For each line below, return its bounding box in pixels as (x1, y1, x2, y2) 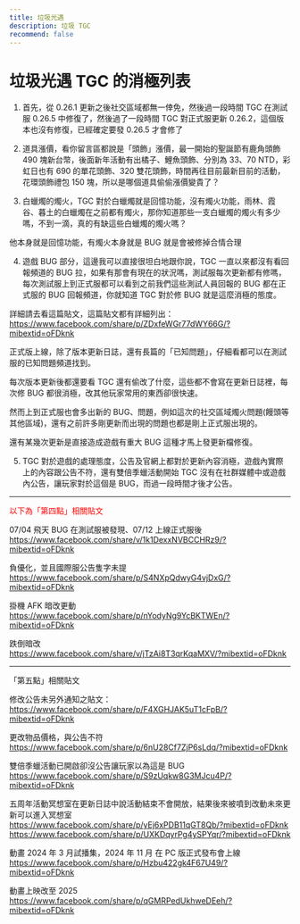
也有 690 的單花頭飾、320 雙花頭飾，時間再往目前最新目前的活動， (37, 166, 286, 177)
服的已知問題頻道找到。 (9, 358, 96, 369)
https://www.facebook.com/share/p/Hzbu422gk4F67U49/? (9, 858, 229, 869)
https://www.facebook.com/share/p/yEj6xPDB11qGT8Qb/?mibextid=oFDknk (9, 820, 288, 830)
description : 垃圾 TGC (9, 21, 91, 30)
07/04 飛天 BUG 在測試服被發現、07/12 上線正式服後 (9, 524, 203, 536)
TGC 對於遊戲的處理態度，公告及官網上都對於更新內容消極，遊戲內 (21, 456, 269, 467)
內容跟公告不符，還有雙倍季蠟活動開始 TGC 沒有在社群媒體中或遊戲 (37, 467, 286, 478)
